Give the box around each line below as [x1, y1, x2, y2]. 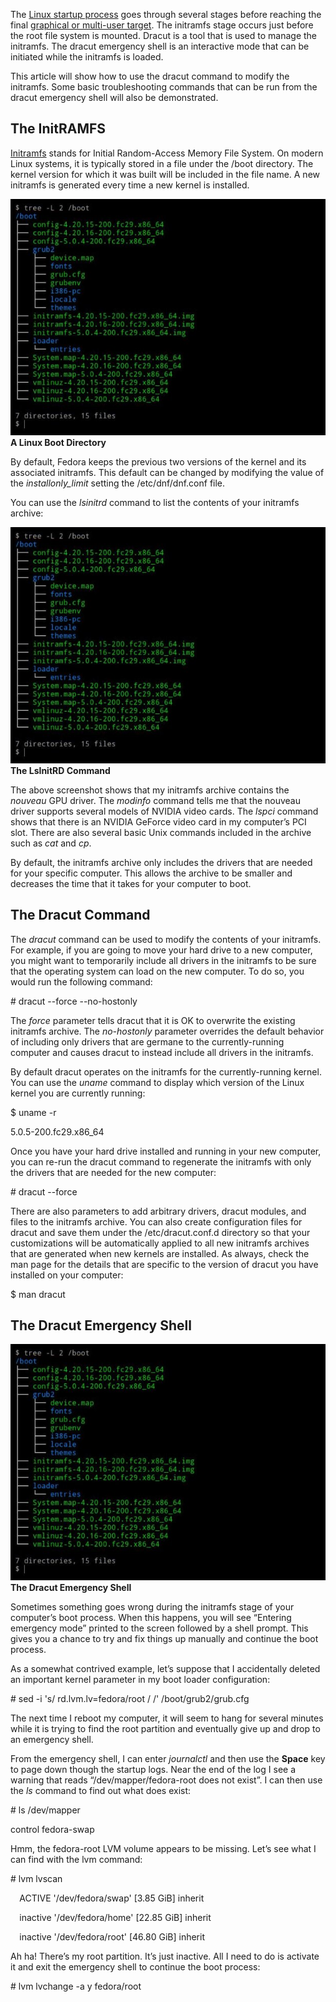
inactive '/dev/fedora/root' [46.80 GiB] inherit [19, 1931, 205, 1943]
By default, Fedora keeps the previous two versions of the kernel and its [10, 455, 307, 468]
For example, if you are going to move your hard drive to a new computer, [10, 944, 313, 956]
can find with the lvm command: [10, 1854, 143, 1866]
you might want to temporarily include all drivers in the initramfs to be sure [10, 954, 317, 966]
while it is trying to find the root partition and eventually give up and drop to [10, 1723, 321, 1735]
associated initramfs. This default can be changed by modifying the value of [10, 466, 325, 478]
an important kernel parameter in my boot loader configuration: [10, 1674, 271, 1686]
